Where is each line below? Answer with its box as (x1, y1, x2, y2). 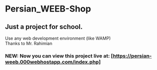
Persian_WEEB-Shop (5, 3, 91, 14)
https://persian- (113, 52, 152, 59)
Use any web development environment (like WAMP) (5, 35, 111, 41)
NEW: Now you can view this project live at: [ (5, 52, 113, 59)
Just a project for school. (5, 23, 83, 31)
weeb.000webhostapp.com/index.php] (5, 58, 101, 65)
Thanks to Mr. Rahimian (5, 41, 53, 46)
